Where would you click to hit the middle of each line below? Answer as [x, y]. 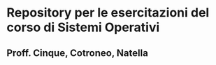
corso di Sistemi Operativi [83, 27]
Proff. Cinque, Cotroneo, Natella [77, 53]
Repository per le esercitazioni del [108, 13]
